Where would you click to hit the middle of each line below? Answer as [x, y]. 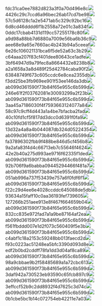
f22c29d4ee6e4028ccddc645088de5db [48, 190]
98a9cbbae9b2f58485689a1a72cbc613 [47, 262]
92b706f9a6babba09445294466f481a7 [47, 166]
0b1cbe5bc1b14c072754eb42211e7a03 [46, 299]
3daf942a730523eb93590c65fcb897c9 [47, 274]
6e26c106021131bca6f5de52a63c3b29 [46, 51]
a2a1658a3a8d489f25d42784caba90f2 [47, 69]
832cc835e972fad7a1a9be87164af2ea [46, 214]
